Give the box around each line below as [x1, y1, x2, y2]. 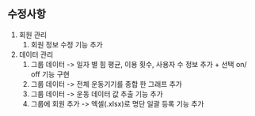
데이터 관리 [18, 50, 54, 59]
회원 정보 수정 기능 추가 [30, 39, 104, 49]
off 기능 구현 [30, 69, 70, 79]
